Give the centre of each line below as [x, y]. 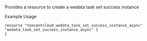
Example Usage [21, 16]
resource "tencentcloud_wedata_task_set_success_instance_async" [73, 25]
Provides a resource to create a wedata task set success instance [72, 7]
